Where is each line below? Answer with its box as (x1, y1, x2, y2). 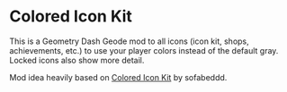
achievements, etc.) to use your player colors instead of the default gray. (9, 45, 279, 55)
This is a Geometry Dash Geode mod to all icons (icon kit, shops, (9, 36, 249, 46)
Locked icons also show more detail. (9, 54, 145, 65)
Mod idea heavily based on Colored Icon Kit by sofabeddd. (9, 71, 228, 82)
